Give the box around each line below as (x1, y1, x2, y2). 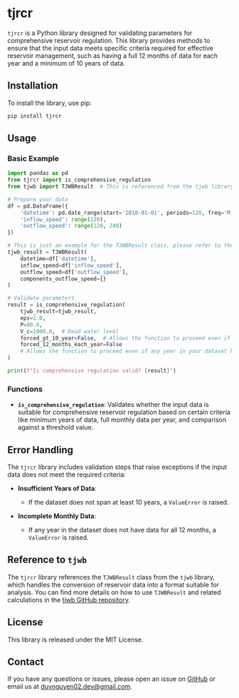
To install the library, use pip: (7, 98, 92, 107)
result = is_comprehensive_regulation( (7, 301, 126, 308)
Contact (7, 656, 44, 668)
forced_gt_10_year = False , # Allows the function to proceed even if (20, 334, 231, 342)
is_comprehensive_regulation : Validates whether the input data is (17, 400, 209, 409)
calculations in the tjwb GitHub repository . (7, 595, 130, 604)
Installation (7, 80, 58, 92)
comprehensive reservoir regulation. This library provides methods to (7, 36, 211, 44)
